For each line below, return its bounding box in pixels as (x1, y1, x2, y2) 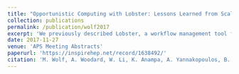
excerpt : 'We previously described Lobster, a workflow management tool (7, 30, 228, 37)
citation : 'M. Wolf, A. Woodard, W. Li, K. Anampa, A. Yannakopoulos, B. (7, 56, 231, 63)
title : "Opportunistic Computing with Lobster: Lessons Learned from (7, 10, 218, 18)
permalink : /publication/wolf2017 (7, 23, 110, 30)
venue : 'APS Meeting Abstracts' (7, 43, 103, 50)
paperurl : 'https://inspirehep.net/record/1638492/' (7, 50, 167, 57)
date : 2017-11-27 (7, 37, 59, 44)
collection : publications (7, 17, 84, 24)
